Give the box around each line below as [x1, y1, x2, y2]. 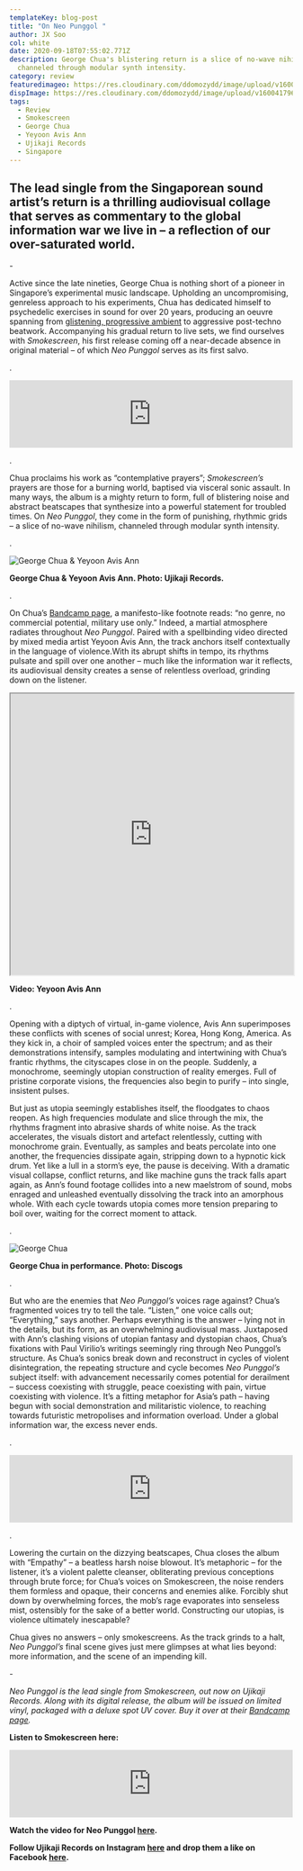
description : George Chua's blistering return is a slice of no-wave [9, 55, 276, 64]
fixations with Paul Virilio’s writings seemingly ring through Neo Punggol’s [9, 1343, 281, 1354]
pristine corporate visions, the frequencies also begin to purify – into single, [9, 1076, 290, 1087]
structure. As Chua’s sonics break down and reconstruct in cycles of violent [9, 1352, 290, 1364]
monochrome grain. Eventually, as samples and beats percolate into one [9, 1141, 277, 1152]
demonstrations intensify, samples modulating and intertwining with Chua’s [9, 1047, 288, 1058]
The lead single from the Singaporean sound [9, 181, 263, 196]
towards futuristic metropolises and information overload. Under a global [9, 1410, 279, 1421]
